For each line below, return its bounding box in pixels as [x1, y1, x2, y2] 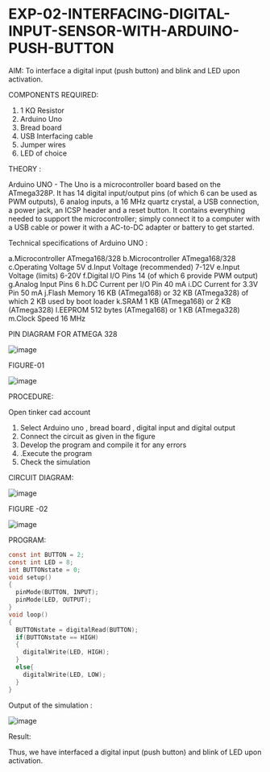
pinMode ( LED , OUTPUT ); [15, 596, 92, 604]
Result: [8, 731, 31, 741]
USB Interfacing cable [19, 131, 93, 141]
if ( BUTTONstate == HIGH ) [15, 633, 99, 641]
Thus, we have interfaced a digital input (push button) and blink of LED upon [8, 747, 262, 757]
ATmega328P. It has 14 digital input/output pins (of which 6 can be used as [8, 188, 258, 197]
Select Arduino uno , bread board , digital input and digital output [19, 422, 236, 432]
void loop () [8, 610, 48, 619]
